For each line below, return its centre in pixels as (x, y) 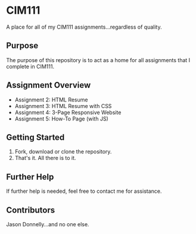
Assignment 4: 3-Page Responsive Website (68, 112)
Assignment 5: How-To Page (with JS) (61, 118)
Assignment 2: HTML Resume (51, 100)
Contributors (31, 210)
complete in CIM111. (30, 66)
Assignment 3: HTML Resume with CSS (63, 106)
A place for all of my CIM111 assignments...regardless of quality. (84, 27)
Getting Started (35, 137)
